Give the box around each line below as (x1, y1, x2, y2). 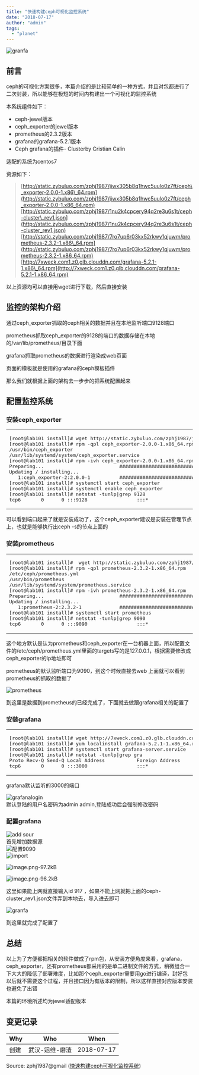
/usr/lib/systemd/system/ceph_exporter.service (9, 452, 140, 459)
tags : (6, 25, 20, 32)
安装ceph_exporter (6, 416, 62, 424)
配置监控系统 (6, 396, 53, 406)
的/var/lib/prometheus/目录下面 (6, 339, 83, 346)
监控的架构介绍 (6, 302, 61, 312)
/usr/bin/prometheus (9, 576, 65, 582)
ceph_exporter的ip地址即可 (6, 654, 72, 662)
